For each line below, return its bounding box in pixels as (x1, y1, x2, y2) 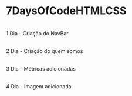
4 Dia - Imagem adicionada (6, 82, 72, 90)
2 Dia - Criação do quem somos (6, 47, 83, 54)
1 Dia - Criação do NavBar (6, 29, 69, 37)
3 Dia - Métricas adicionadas (6, 65, 76, 72)
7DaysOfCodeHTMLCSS (6, 4, 127, 18)
